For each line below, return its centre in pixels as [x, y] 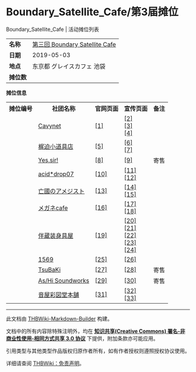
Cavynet [50, 126]
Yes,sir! [48, 160]
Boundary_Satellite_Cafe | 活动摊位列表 [52, 29]
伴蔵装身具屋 [56, 235]
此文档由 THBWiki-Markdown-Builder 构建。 [59, 318]
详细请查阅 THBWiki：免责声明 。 [45, 363]
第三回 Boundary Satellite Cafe [74, 44]
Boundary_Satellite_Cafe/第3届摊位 [92, 12]
